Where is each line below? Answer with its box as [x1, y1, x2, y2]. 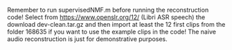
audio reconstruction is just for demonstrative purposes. [7, 35, 168, 43]
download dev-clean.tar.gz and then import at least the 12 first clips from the [7, 21, 226, 28]
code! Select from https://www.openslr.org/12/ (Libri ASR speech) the [7, 13, 206, 21]
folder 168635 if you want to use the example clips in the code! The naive [7, 27, 217, 36]
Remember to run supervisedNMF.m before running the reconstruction [7, 6, 209, 14]
